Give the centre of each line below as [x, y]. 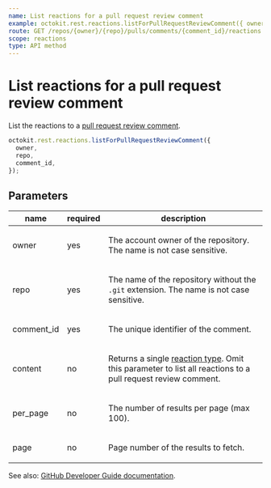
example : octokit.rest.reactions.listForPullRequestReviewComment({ [126, 23]
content [27, 369]
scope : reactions [38, 38]
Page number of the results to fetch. [176, 448]
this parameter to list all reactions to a [179, 369]
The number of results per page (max [179, 408]
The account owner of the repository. [179, 240]
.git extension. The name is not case [179, 290]
